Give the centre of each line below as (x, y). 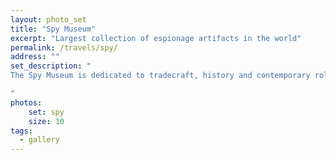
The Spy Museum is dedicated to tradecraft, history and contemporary (160, 76)
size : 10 (46, 121)
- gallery (39, 140)
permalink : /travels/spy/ (64, 47)
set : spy (46, 112)
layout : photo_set (48, 19)
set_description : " (51, 66)
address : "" (35, 57)
